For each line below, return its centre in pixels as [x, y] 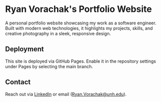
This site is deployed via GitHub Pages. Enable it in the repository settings [81, 61]
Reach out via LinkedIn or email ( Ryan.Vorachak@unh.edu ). [66, 94]
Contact [18, 82]
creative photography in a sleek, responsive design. [58, 33]
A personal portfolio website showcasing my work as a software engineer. [81, 23]
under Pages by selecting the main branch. [49, 66]
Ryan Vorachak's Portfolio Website [79, 9]
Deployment [25, 49]
